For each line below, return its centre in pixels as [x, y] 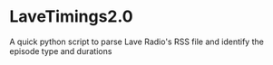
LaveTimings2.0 [71, 17]
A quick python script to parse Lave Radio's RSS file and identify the [137, 42]
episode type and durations [61, 51]
